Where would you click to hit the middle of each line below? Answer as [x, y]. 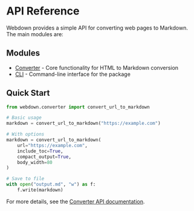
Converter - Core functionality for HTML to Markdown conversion [97, 68]
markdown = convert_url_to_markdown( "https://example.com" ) [84, 124]
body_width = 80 [35, 162]
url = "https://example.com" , [52, 145]
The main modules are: [35, 34]
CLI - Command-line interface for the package [73, 74]
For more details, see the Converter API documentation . [76, 201]
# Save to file [25, 179]
